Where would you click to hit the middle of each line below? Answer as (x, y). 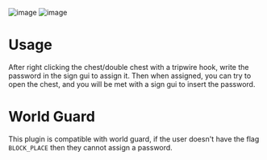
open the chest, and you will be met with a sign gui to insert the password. (132, 84)
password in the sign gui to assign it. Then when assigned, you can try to (130, 76)
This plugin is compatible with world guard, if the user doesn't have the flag (134, 139)
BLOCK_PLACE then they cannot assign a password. (91, 147)
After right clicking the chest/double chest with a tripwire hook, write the (129, 67)
